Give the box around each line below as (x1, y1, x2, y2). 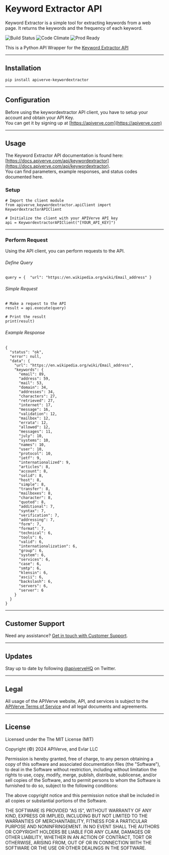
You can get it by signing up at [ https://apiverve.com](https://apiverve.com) (5, 119, 162, 126)
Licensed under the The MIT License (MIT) (5, 736, 94, 742)
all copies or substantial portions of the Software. (5, 798, 107, 804)
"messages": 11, (18, 429, 53, 434)
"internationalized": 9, (18, 460, 71, 465)
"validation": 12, (18, 411, 57, 416)
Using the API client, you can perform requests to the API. (5, 248, 125, 254)
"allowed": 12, (18, 424, 51, 430)
